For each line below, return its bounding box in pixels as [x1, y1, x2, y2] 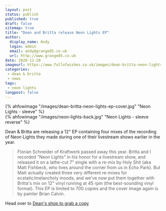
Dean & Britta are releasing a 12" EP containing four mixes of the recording [5, 129, 157, 135]
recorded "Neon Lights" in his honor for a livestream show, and [17, 154, 146, 160]
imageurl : [5, 62, 26, 67]
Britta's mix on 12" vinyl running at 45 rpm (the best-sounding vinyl [17, 180, 154, 186]
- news [7, 76, 21, 81]
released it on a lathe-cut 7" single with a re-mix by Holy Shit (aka [17, 159, 152, 166]
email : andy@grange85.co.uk [9, 48, 68, 53]
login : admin [9, 44, 37, 49]
